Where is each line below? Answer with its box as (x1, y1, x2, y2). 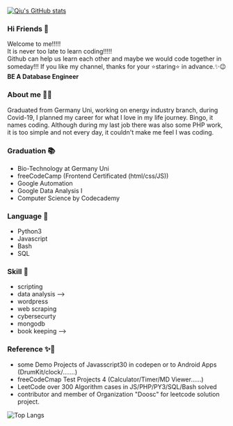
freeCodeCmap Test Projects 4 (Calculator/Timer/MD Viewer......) (17, 375, 204, 383)
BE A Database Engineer (7, 73, 79, 81)
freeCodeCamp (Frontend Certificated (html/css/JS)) (17, 172, 169, 180)
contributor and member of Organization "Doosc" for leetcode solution (17, 390, 220, 398)
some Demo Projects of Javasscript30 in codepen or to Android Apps (17, 360, 217, 369)
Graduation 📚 (7, 146, 56, 155)
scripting (17, 282, 43, 291)
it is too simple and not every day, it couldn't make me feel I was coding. (7, 128, 214, 136)
